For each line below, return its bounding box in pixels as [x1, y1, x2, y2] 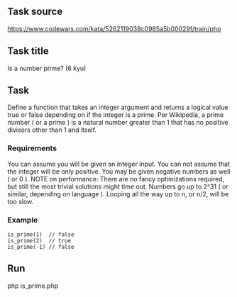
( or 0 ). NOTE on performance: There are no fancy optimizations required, [7, 174, 225, 183]
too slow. [7, 197, 34, 206]
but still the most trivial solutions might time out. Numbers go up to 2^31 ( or [7, 182, 228, 191]
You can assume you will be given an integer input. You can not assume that [7, 159, 231, 168]
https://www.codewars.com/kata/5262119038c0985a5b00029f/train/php [7, 24, 221, 33]
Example [7, 215, 38, 225]
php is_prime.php [7, 281, 59, 290]
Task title [7, 45, 49, 57]
